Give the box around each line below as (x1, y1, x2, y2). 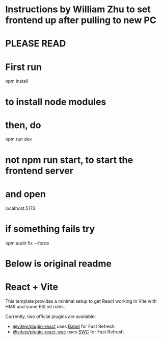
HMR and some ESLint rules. (5, 303, 65, 309)
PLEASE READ (5, 38, 66, 50)
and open (5, 188, 46, 200)
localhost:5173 (5, 205, 36, 211)
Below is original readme (5, 258, 112, 269)
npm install (5, 78, 29, 84)
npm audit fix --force (5, 240, 49, 246)
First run (5, 61, 42, 72)
